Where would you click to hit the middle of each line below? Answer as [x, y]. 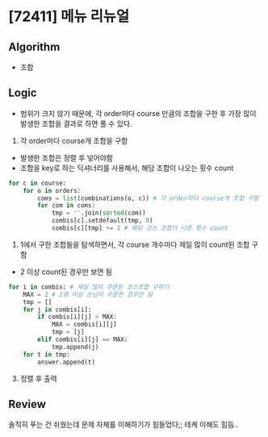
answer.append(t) [66, 362]
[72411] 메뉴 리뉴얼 [69, 17]
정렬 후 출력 [39, 378]
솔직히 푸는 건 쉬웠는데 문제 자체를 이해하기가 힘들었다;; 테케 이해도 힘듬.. [124, 425]
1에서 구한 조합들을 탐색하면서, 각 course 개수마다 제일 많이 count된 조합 [135, 244]
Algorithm [34, 46]
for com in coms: [66, 206]
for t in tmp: [46, 354]
